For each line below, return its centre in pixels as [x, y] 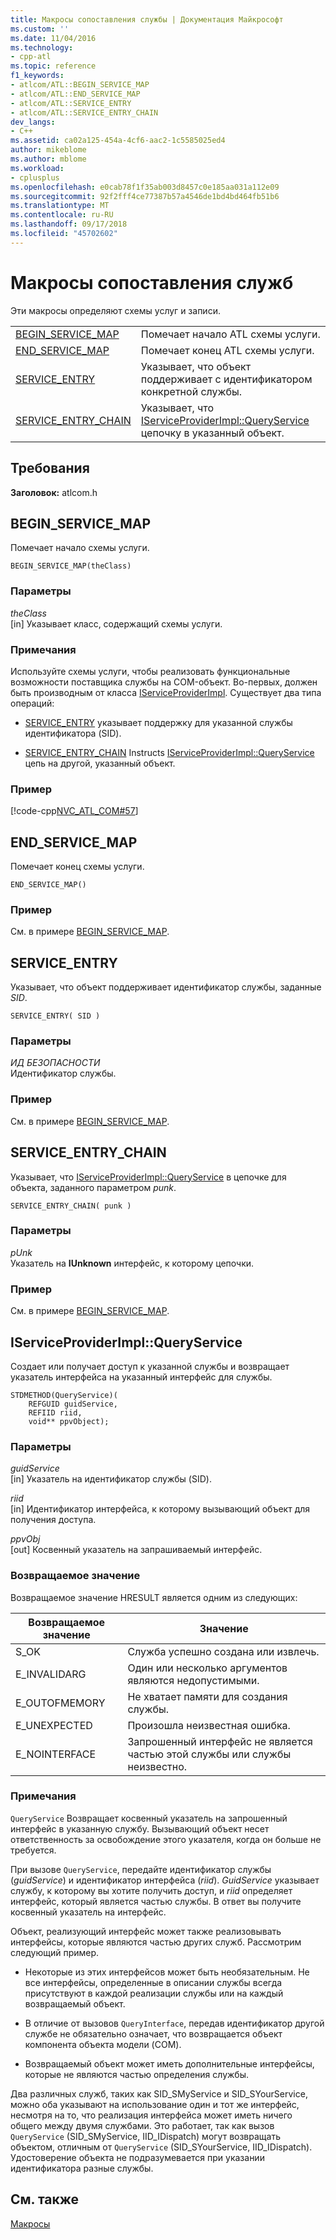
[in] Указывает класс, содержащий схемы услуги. [116, 623]
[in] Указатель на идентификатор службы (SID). [111, 1479]
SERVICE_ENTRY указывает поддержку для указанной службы [158, 722]
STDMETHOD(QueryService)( [64, 1395]
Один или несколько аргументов [207, 1668]
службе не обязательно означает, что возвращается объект [153, 2033]
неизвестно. [157, 1766]
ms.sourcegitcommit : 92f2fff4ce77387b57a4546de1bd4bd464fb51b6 [145, 196]
